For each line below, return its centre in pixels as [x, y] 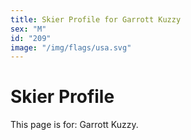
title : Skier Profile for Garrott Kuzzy [96, 19]
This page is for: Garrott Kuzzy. [74, 125]
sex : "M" [28, 29]
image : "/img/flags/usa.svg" [71, 47]
